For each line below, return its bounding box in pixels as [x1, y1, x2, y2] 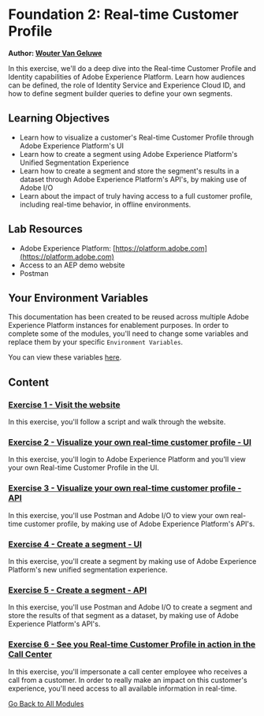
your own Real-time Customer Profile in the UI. [8, 463, 159, 472]
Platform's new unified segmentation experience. [8, 565, 168, 574]
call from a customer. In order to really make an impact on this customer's [8, 675, 247, 684]
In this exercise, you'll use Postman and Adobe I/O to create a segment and [8, 602, 253, 612]
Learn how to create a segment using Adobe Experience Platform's [19, 149, 238, 158]
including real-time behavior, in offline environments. [19, 200, 191, 209]
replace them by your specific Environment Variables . [8, 337, 184, 347]
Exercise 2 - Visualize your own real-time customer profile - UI [8, 436, 252, 447]
